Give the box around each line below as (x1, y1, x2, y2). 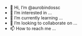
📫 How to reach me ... (9, 26, 56, 31)
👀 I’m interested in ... (9, 10, 52, 16)
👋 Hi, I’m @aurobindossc (9, 5, 61, 10)
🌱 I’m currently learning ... (9, 15, 63, 20)
